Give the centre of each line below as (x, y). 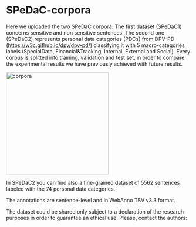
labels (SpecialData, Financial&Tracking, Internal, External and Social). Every (98, 51)
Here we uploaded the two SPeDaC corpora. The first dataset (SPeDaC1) (94, 26)
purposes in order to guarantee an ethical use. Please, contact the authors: (97, 218)
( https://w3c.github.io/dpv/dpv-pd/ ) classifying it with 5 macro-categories (95, 45)
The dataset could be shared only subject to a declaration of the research (95, 211)
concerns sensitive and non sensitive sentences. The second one (85, 32)
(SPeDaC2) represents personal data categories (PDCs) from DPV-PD (90, 39)
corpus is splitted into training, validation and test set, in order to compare (95, 57)
